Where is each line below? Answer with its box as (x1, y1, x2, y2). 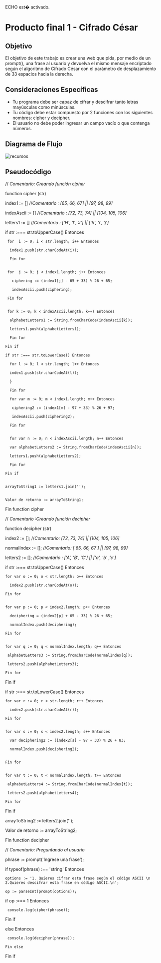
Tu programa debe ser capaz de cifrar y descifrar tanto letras (12, 99, 139, 105)
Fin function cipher (5, 506, 44, 512)
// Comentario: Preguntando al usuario (5, 847, 85, 853)
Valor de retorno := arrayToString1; (5, 498, 84, 503)
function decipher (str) (5, 526, 52, 532)
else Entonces (5, 926, 34, 932)
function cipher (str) (5, 191, 46, 197)
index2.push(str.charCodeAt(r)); (9, 707, 79, 712)
